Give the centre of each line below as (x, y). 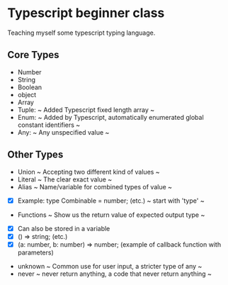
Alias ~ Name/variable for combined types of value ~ (95, 186)
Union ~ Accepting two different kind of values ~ (89, 172)
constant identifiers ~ (49, 125)
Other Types (35, 155)
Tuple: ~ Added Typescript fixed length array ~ (86, 110)
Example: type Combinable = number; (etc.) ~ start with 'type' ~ (111, 201)
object (27, 94)
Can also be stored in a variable (64, 228)
